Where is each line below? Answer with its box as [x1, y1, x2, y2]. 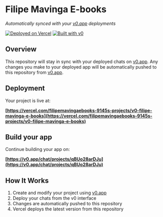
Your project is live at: [5, 98, 51, 104]
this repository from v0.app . [5, 69, 63, 75]
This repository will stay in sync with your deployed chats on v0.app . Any [5, 58, 158, 65]
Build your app [5, 133, 52, 141]
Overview [5, 45, 37, 54]
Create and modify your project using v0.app [12, 190, 107, 196]
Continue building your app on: [5, 146, 70, 152]
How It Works [5, 176, 49, 185]
